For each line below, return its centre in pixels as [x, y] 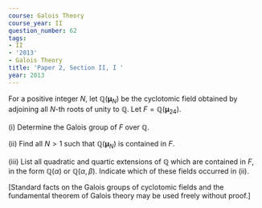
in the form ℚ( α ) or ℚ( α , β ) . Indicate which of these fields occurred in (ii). [129, 171]
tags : [17, 38]
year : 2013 [27, 75]
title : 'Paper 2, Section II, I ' [66, 68]
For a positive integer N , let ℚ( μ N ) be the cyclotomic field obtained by [123, 99]
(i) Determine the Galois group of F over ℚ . [79, 127]
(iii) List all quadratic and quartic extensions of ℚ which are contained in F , [131, 162]
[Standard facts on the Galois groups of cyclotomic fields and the [116, 187]
